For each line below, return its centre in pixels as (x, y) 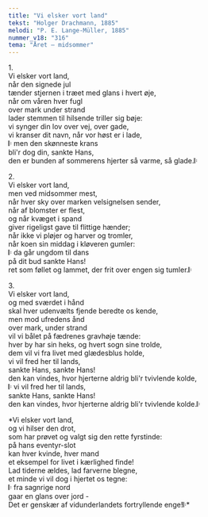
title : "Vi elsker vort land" (58, 15)
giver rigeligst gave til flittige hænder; (69, 228)
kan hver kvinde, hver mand (54, 454)
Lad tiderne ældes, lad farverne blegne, (73, 471)
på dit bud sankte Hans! (47, 262)
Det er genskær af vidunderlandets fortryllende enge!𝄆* (99, 505)
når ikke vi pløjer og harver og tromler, (71, 236)
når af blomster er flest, (47, 210)
